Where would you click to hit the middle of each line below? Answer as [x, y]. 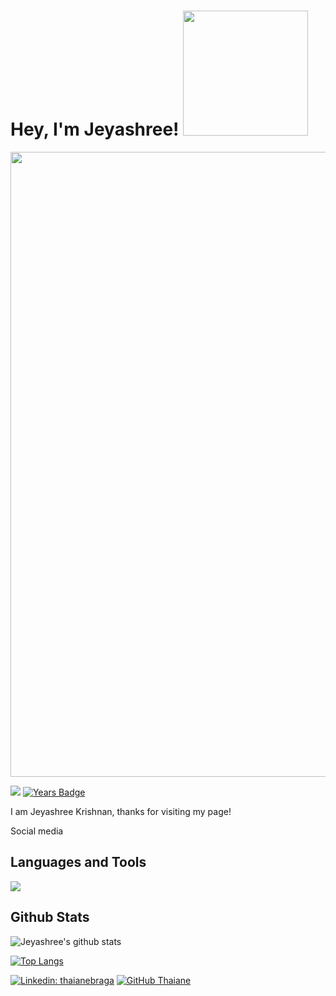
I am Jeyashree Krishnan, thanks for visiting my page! [121, 811]
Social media [37, 831]
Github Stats [50, 917]
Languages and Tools [78, 862]
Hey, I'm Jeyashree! [95, 129]
